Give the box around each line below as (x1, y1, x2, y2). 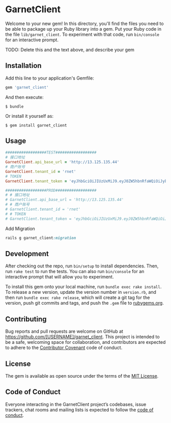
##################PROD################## (5, 188, 97, 193)
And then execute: (5, 94, 44, 100)
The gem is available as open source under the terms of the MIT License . (5, 373, 159, 379)
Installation (5, 61, 42, 70)
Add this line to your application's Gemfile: (5, 75, 94, 81)
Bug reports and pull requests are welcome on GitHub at (5, 328, 124, 335)
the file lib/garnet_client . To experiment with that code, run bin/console (5, 31, 159, 37)
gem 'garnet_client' (5, 85, 49, 90)
